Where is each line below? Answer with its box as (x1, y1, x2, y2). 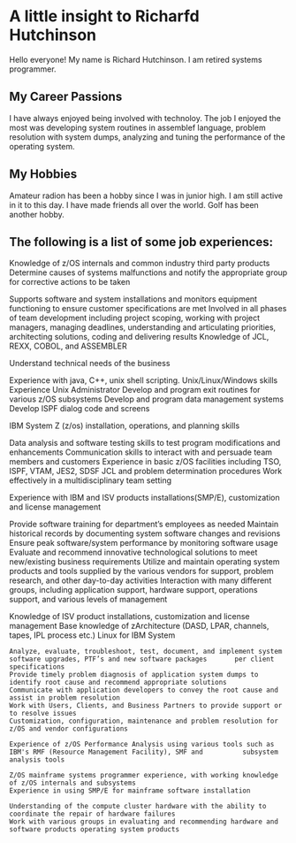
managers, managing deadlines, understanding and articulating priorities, (9, 322, 277, 333)
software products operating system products (9, 825, 179, 834)
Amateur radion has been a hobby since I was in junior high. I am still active (9, 190, 284, 201)
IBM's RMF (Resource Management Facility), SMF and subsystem (9, 747, 278, 757)
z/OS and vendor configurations (9, 724, 128, 733)
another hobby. (9, 209, 65, 219)
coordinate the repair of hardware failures (9, 809, 176, 819)
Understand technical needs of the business (9, 358, 171, 369)
